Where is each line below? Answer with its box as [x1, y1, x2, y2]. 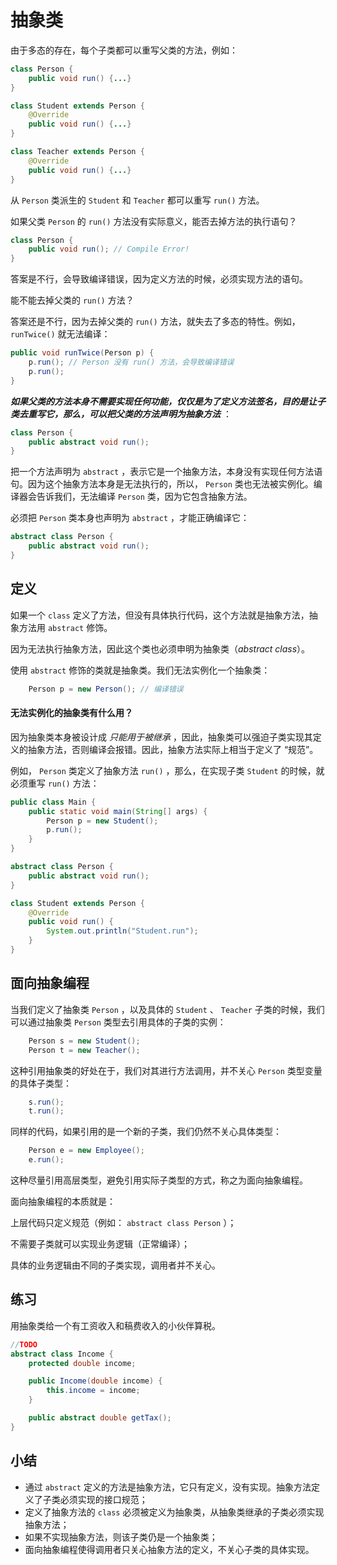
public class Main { [10, 797, 97, 807]
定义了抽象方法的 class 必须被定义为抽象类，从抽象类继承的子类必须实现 [24, 1506, 325, 1518]
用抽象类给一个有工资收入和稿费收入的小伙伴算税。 [10, 1319, 221, 1331]
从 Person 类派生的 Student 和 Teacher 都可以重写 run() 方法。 [10, 194, 265, 206]
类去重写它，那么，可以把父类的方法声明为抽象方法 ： [10, 407, 232, 420]
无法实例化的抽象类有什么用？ [10, 707, 133, 719]
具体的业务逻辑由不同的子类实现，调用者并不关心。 [10, 1259, 221, 1271]
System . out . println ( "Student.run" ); [46, 926, 199, 936]
